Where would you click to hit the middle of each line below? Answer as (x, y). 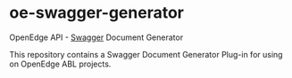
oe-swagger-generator (97, 13)
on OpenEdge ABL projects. (60, 64)
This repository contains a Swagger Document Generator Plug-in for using (146, 54)
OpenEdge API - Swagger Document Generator (96, 37)
